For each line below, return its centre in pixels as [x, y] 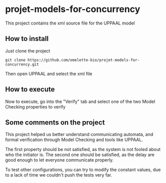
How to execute [30, 89]
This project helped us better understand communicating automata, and [79, 134]
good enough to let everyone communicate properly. [59, 160]
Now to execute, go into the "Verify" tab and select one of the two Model [80, 101]
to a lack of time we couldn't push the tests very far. [59, 175]
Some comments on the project [55, 122]
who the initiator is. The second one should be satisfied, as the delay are [80, 155]
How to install [27, 39]
